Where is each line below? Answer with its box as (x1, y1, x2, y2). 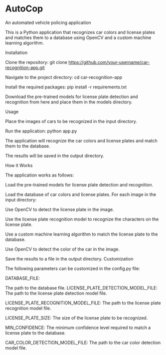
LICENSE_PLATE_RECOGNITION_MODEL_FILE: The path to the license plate (5, 299, 161, 305)
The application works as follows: (5, 172, 74, 178)
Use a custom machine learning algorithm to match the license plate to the (5, 231, 158, 237)
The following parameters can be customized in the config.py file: (5, 265, 141, 271)
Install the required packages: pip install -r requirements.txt (5, 83, 127, 90)
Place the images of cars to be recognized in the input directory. (5, 118, 137, 124)
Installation (5, 49, 28, 55)
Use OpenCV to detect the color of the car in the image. (5, 246, 120, 252)
